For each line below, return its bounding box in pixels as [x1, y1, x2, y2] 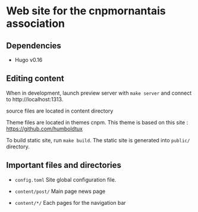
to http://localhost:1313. [6, 95, 64, 102]
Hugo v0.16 [14, 57, 43, 63]
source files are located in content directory [6, 107, 114, 114]
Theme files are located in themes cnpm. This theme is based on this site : [6, 119, 188, 126]
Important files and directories [6, 160, 122, 170]
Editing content [6, 73, 64, 84]
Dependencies [6, 40, 61, 51]
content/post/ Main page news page [14, 188, 106, 195]
